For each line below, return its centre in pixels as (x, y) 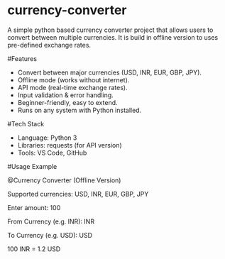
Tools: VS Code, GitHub (52, 153)
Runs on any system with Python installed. (79, 110)
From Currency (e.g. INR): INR (51, 221)
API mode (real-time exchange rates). (72, 87)
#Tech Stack (26, 123)
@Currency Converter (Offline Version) (64, 180)
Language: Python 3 (47, 138)
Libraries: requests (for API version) (70, 145)
